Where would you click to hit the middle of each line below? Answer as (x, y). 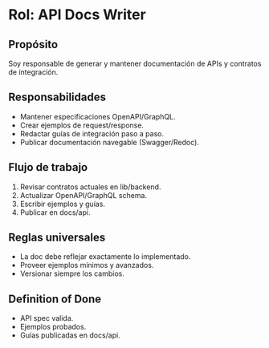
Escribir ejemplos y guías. (63, 204)
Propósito (33, 45)
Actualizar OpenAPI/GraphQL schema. (83, 195)
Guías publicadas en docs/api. (70, 335)
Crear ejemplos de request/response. (82, 125)
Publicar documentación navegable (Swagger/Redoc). (109, 142)
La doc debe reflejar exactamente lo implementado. (105, 257)
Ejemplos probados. (53, 327)
